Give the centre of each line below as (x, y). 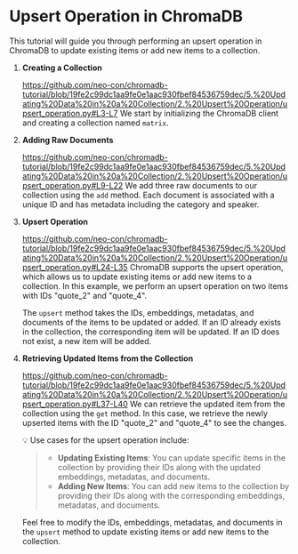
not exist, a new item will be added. (87, 341)
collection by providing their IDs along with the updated (159, 467)
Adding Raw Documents (68, 140)
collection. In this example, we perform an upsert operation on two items (155, 285)
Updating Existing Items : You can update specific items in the (172, 458)
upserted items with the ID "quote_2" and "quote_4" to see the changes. (154, 422)
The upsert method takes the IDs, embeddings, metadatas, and (138, 312)
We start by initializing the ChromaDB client (199, 113)
